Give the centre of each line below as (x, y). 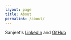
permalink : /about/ (25, 19)
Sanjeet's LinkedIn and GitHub (35, 33)
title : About (18, 14)
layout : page (18, 10)
